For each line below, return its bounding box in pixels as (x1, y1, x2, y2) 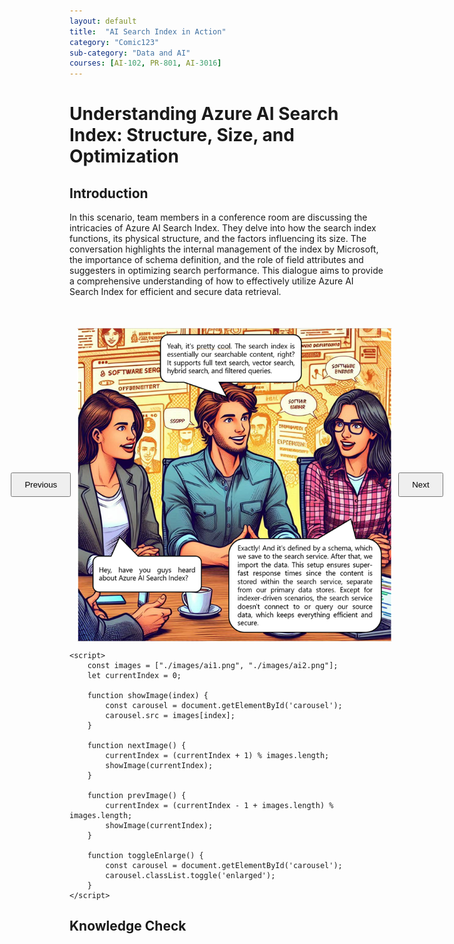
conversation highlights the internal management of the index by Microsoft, (69, 243, 379, 255)
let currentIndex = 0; (87, 670, 182, 680)
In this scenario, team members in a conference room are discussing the (69, 211, 368, 224)
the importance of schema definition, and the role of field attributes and (69, 254, 364, 266)
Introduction (69, 185, 149, 202)
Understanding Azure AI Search (69, 103, 339, 125)
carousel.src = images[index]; (105, 710, 236, 720)
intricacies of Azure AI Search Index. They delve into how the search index (69, 222, 377, 234)
